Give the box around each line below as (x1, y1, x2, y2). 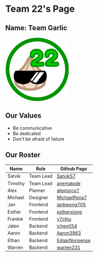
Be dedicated (12, 130, 41, 136)
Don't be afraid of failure (12, 136, 65, 142)
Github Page (60, 166, 87, 172)
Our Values (5, 111, 42, 120)
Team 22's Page (5, 3, 75, 15)
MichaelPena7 (57, 195, 87, 201)
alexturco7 (57, 187, 80, 194)
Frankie (7, 216, 23, 222)
